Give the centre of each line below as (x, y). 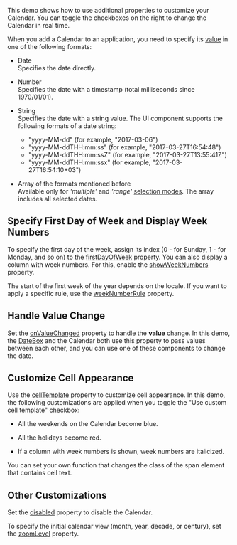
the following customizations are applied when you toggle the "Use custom (117, 403)
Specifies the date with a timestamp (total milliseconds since (106, 89)
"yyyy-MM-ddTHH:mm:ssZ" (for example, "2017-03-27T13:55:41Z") (127, 155)
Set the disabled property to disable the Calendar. (80, 512)
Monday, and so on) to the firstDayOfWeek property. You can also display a (118, 257)
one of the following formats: (50, 47)
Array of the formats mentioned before (74, 184)
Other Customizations (57, 495)
